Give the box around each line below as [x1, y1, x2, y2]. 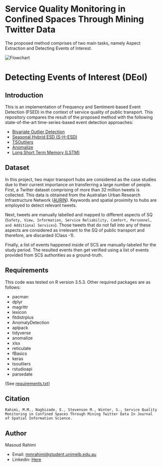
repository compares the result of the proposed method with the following [5, 114, 153, 120]
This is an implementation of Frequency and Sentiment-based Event [5, 104, 141, 110]
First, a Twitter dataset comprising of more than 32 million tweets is [5, 187, 140, 192]
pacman [12, 294, 29, 299]
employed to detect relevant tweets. [5, 202, 77, 208]
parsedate [12, 371, 33, 377]
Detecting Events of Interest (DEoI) [5, 72, 148, 83]
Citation [5, 395, 30, 403]
